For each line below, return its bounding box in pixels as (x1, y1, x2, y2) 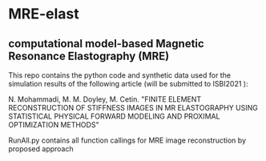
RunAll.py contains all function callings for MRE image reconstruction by (8, 135, 247, 145)
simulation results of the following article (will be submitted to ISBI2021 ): (8, 79, 248, 88)
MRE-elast (8, 5, 80, 23)
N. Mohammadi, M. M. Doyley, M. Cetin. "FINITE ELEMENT (8, 95, 202, 104)
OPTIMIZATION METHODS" (8, 120, 99, 129)
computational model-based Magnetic (8, 37, 204, 50)
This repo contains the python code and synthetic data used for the (8, 70, 231, 80)
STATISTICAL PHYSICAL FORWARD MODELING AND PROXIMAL (8, 111, 220, 121)
